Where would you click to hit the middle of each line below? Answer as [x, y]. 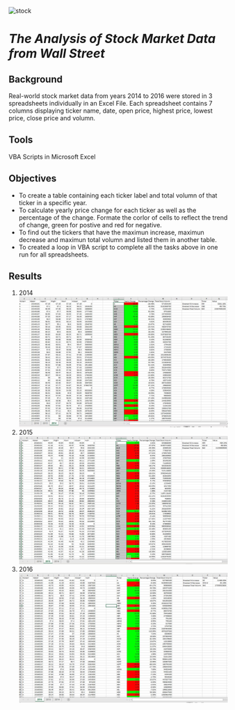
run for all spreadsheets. [54, 255]
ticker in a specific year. [53, 202]
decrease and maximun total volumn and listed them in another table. [117, 239]
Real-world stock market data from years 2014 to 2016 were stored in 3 [111, 96]
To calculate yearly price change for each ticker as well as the [107, 210]
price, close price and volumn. [52, 118]
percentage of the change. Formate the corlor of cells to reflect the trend [123, 217]
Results [25, 276]
